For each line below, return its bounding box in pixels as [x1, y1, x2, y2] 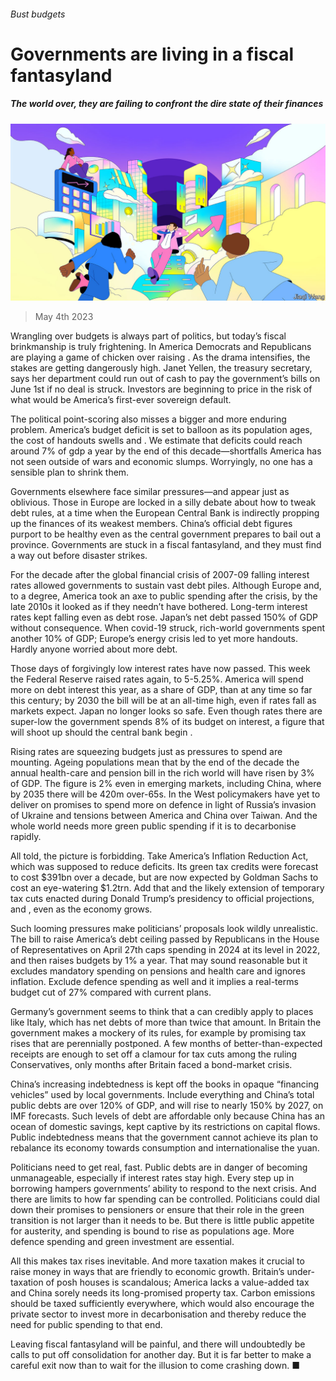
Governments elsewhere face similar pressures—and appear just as [10, 486, 290, 498]
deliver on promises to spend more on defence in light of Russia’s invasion [10, 799, 317, 811]
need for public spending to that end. [10, 1319, 163, 1331]
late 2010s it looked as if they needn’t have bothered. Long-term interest [10, 601, 308, 613]
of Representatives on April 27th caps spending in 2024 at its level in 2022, [10, 944, 321, 956]
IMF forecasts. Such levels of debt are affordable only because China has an [10, 1110, 325, 1122]
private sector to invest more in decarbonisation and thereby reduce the [10, 1308, 307, 1320]
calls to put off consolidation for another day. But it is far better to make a [10, 1349, 312, 1361]
